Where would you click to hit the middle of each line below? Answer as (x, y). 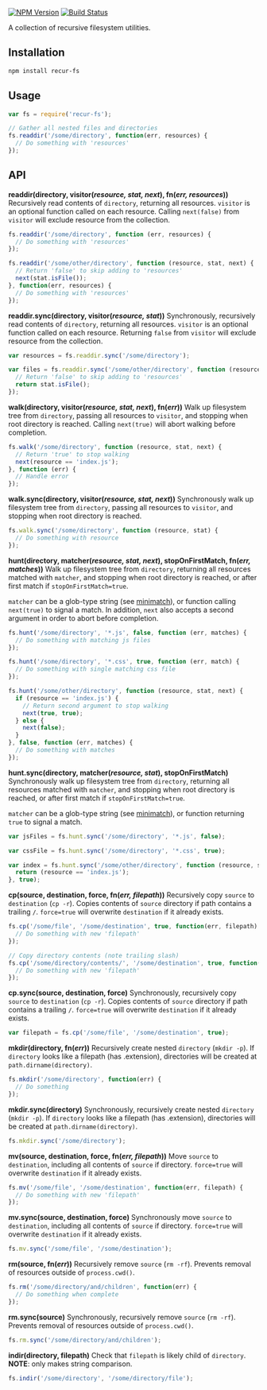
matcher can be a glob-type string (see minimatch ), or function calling (122, 601)
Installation (37, 53)
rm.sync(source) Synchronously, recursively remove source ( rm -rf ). (122, 1317)
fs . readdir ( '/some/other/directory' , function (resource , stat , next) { (131, 263)
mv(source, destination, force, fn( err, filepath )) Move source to (113, 1156)
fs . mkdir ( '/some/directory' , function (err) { (85, 1080)
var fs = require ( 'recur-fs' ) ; (60, 114)
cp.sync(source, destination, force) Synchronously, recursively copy (122, 993)
